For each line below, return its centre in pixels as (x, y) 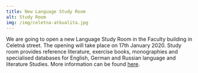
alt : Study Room (26, 17)
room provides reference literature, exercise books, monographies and (92, 52)
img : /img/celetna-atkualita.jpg (47, 22)
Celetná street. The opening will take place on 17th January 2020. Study (94, 45)
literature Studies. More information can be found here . (73, 64)
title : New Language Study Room (46, 11)
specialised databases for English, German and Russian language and (91, 58)
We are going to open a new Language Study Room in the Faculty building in (99, 39)
